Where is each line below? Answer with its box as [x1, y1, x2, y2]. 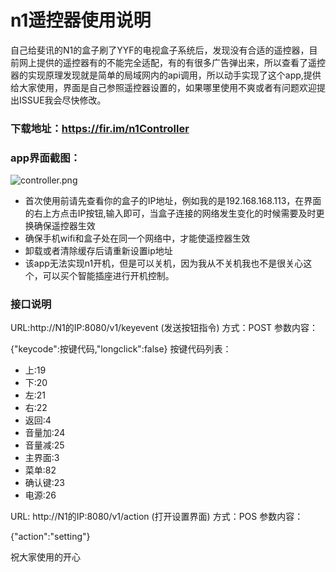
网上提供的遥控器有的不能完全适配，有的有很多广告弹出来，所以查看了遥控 [18, 56, 326, 68]
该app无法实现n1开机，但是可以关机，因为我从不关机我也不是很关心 [24, 257, 304, 270]
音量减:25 [24, 439, 65, 451]
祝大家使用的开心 [10, 551, 81, 563]
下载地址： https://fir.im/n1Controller [10, 121, 190, 135]
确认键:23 [24, 477, 66, 489]
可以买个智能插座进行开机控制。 [42, 270, 175, 282]
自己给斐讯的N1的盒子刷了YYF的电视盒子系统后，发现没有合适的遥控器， [10, 44, 310, 56]
